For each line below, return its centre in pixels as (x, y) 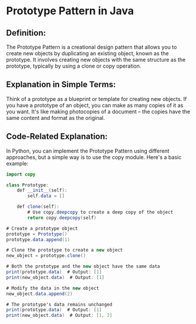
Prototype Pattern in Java (70, 11)
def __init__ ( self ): (42, 190)
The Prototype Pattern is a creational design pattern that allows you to (91, 47)
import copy (21, 174)
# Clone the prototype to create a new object (65, 250)
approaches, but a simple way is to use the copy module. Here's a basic (94, 157)
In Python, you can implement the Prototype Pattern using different (88, 151)
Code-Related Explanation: (57, 137)
